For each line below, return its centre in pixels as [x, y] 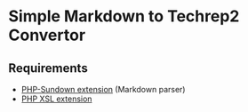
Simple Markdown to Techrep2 [124, 16]
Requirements [48, 68]
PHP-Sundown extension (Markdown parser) [103, 89]
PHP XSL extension [56, 99]
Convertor [47, 35]
